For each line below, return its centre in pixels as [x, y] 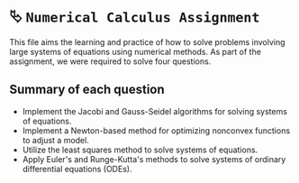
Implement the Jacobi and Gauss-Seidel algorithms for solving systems [155, 111]
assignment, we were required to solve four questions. [110, 61]
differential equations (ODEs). [77, 169]
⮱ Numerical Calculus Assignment [135, 17]
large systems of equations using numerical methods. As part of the [135, 51]
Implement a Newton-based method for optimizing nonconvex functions [156, 130]
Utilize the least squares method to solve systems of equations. [140, 150]
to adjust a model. [56, 140]
